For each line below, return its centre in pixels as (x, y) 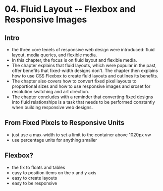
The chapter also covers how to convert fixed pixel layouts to (74, 81)
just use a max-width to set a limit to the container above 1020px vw (81, 135)
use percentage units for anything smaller (54, 140)
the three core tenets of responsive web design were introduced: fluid (83, 50)
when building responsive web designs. (52, 107)
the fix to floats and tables (38, 167)
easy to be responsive (34, 183)
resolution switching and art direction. (51, 92)
